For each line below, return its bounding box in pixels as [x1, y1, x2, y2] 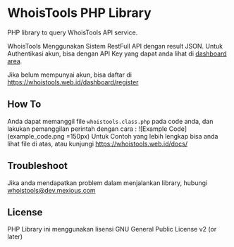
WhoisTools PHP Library [7, 5, 152, 21]
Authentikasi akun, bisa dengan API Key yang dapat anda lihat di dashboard [7, 49, 227, 58]
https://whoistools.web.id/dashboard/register [7, 77, 139, 86]
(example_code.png [7, 132, 65, 140]
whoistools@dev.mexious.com [7, 186, 97, 194]
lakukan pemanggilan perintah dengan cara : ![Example [7, 125, 168, 133]
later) [7, 232, 23, 241]
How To [7, 99, 42, 110]
